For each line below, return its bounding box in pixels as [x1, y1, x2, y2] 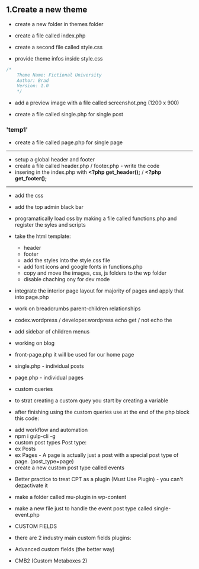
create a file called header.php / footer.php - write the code [14, 163, 160, 170]
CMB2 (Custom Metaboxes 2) [14, 557, 88, 564]
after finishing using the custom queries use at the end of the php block [14, 409, 190, 416]
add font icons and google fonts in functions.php [23, 263, 143, 271]
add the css [14, 192, 44, 199]
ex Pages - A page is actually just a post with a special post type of [14, 452, 179, 459]
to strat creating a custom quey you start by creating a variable [14, 397, 169, 404]
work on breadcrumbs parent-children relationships [14, 305, 141, 312]
